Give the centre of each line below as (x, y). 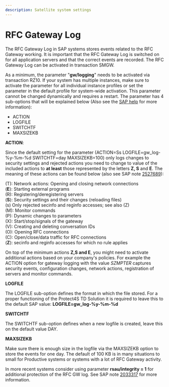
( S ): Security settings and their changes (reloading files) (64, 199)
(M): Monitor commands (30, 210)
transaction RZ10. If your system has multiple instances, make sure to (77, 80)
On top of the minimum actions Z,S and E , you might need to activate (77, 252)
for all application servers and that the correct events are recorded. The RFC (84, 60)
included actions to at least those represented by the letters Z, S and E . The (84, 168)
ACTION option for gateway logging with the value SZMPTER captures (78, 263)
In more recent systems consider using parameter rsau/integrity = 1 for (79, 369)
